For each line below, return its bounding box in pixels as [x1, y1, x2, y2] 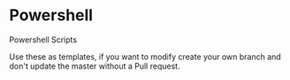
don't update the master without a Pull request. [9, 61, 180, 71]
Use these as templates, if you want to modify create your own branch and [9, 51, 281, 62]
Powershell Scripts [9, 34, 78, 45]
